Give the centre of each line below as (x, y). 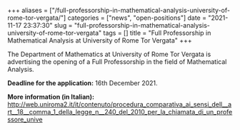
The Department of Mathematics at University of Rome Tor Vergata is (109, 54)
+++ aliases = (28, 10)
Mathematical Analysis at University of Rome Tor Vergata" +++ (100, 40)
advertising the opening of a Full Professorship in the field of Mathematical (117, 62)
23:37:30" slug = (48, 25)
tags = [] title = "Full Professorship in (157, 33)
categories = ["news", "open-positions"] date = (137, 18)
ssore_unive (25, 119)
